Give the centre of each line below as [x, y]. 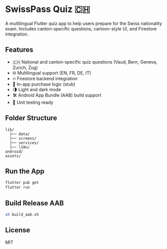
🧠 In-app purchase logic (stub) [44, 84]
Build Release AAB [35, 203]
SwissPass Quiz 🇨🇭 [48, 9]
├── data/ [20, 134]
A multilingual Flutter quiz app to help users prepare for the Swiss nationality [84, 23]
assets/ [13, 156]
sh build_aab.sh [22, 214]
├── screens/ [23, 138]
